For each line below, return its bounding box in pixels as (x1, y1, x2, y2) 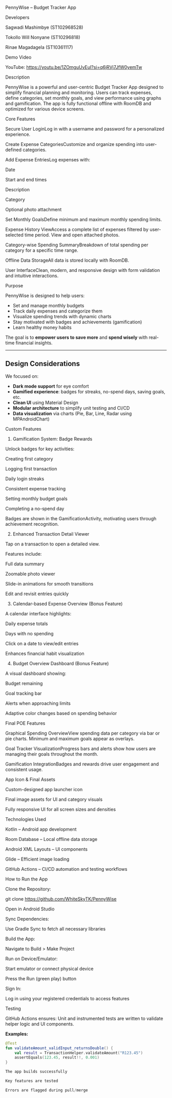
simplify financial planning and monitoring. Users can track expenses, (5, 89, 153, 96)
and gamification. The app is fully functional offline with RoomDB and (5, 100, 152, 106)
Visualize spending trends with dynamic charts (12, 314, 112, 319)
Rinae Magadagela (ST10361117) (5, 44, 73, 50)
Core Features (5, 116, 36, 122)
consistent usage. (5, 766, 43, 773)
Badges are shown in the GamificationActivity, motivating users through (5, 515, 157, 521)
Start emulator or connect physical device (5, 965, 94, 972)
